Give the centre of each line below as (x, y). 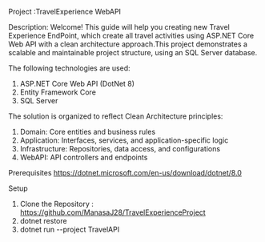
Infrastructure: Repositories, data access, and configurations (120, 149)
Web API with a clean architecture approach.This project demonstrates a (128, 44)
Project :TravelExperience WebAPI (65, 12)
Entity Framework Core (58, 92)
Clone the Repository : (57, 204)
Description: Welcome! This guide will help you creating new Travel (119, 27)
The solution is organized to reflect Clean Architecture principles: (116, 116)
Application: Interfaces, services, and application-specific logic (124, 140)
